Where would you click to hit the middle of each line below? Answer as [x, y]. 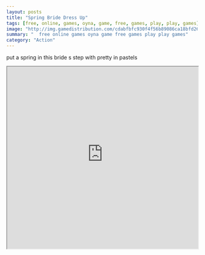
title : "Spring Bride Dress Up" [47, 18]
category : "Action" [31, 40]
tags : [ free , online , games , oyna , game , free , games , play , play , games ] [103, 23]
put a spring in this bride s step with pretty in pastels [72, 57]
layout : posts [24, 12]
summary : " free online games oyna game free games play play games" [97, 35]
